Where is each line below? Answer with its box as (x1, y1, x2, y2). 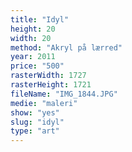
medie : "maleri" (10, 98, 78, 108)
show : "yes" (10, 107, 60, 118)
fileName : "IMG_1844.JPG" (10, 89, 118, 99)
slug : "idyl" (10, 117, 65, 127)
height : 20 (10, 24, 56, 34)
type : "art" (10, 126, 60, 136)
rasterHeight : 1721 (10, 80, 92, 90)
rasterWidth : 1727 (10, 71, 87, 81)
